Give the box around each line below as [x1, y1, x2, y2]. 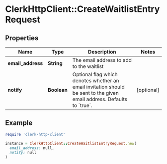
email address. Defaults [72, 96, 128, 103]
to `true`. [72, 102, 93, 109]
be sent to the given [72, 90, 119, 96]
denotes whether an [72, 77, 119, 84]
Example [5, 119, 33, 127]
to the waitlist [72, 63, 104, 70]
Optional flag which [72, 71, 118, 78]
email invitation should [72, 83, 125, 90]
